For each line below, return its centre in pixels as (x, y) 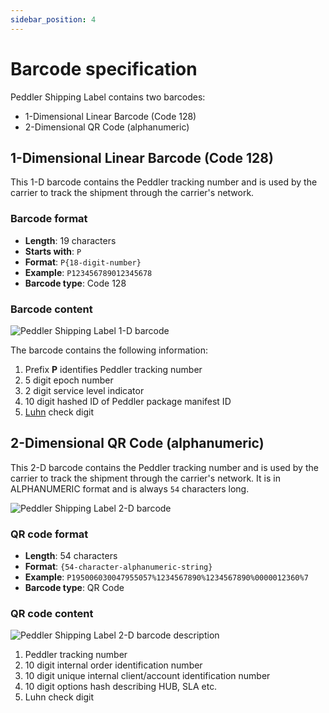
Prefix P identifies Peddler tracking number (113, 369)
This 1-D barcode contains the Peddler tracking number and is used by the (164, 182)
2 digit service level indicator (84, 390)
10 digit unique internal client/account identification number (147, 676)
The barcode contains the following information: (109, 350)
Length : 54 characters (71, 556)
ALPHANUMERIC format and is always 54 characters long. (130, 488)
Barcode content (51, 309)
